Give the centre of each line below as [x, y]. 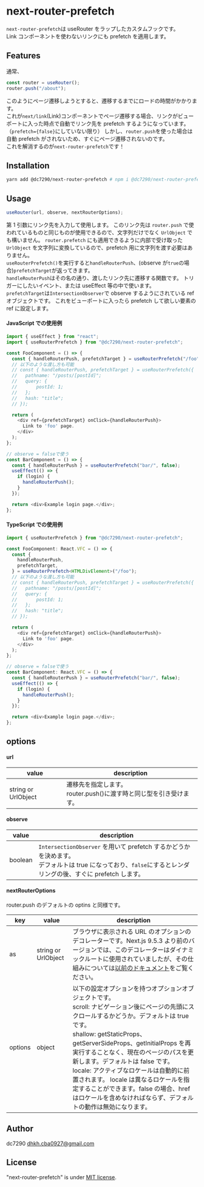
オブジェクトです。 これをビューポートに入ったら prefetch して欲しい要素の [101, 300]
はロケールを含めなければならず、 [121, 1098]
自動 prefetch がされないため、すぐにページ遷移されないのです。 [87, 138]
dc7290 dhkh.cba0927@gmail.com [50, 1143]
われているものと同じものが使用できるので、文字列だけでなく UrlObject [96, 232]
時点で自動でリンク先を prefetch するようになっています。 [116, 123]
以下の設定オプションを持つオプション [127, 989]
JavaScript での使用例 [34, 323]
